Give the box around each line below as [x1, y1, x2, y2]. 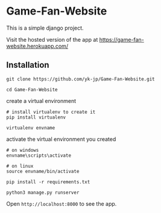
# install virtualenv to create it [6, 109, 96, 115]
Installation [6, 60, 49, 70]
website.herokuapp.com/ [6, 42, 68, 50]
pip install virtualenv [6, 114, 66, 120]
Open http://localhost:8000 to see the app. [6, 200, 117, 207]
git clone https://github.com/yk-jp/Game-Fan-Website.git [6, 76, 155, 82]
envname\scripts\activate [6, 152, 71, 159]
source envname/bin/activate [6, 168, 80, 174]
